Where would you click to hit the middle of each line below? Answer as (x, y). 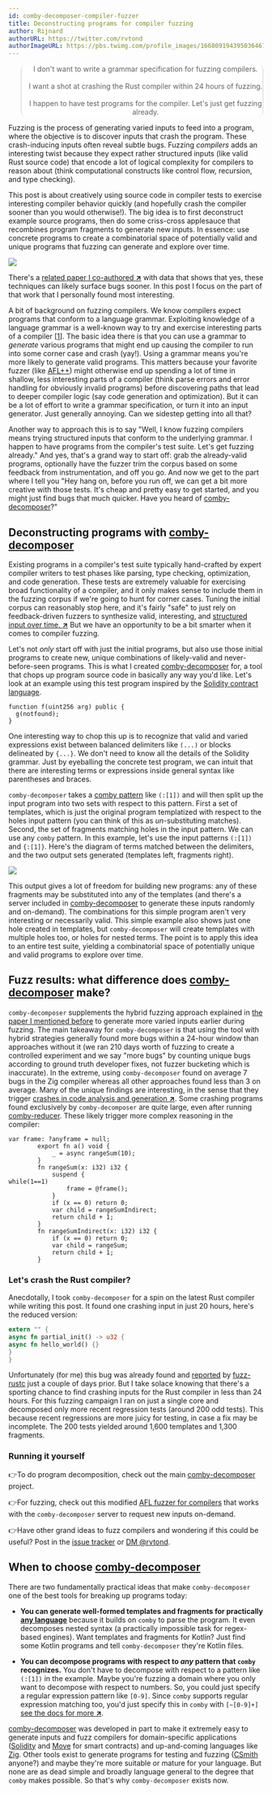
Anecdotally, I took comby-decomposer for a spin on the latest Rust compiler (132, 1297)
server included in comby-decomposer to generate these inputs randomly (132, 903)
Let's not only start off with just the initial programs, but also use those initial (136, 649)
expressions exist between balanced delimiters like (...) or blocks (120, 744)
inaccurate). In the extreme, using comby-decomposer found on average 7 (128, 1072)
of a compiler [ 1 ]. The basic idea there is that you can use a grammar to (127, 336)
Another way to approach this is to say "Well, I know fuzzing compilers (126, 429)
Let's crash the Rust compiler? (70, 1280)
